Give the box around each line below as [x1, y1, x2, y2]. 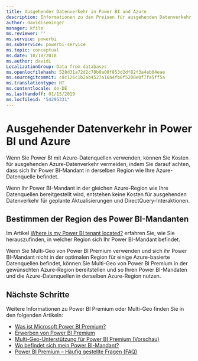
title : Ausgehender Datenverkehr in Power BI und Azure [6, 8, 147, 15]
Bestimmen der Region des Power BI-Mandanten [6, 214, 189, 224]
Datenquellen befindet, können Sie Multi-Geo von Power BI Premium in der [6, 260, 188, 267]
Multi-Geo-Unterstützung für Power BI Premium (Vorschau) [14, 336, 160, 343]
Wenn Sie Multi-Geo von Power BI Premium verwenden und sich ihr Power [6, 248, 187, 255]
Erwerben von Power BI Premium [14, 329, 96, 337]
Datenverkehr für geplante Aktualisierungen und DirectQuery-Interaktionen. [6, 197, 190, 204]
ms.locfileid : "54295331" [6, 96, 70, 102]
